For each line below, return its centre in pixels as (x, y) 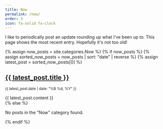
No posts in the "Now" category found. (44, 112)
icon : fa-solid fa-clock (30, 23)
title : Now (16, 10)
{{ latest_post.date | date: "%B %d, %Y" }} (41, 89)
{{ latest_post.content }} (29, 98)
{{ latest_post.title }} (37, 77)
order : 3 (14, 19)
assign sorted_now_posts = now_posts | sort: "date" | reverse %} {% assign (81, 57)
